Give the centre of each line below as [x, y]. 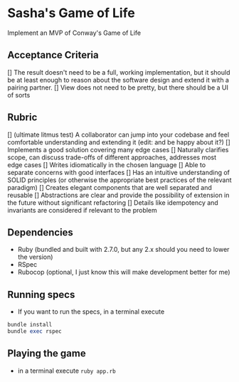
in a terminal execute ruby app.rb [67, 371]
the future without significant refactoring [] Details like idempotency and [113, 202]
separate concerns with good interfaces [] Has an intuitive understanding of [118, 172]
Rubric [22, 118]
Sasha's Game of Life [71, 13]
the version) [35, 257]
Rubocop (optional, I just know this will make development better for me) [124, 272]
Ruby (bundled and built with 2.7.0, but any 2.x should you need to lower [123, 250]
